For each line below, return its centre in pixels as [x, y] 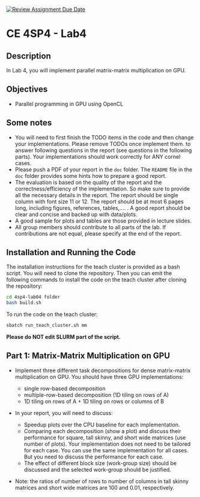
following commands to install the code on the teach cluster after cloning [96, 280]
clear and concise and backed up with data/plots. [76, 214]
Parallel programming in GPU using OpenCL [69, 104]
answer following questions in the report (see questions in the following [103, 150]
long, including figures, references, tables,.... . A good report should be [103, 207]
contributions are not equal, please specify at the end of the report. [98, 233]
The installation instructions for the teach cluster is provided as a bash [93, 267]
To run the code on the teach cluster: [52, 314]
